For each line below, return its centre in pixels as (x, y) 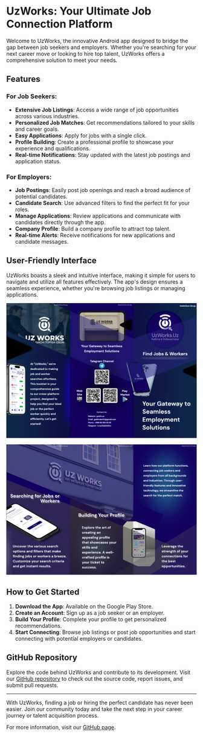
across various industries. (47, 116)
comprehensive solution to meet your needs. (62, 60)
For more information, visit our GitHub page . (61, 727)
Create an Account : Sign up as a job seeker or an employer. (90, 613)
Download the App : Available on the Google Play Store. (84, 606)
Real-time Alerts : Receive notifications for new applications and (95, 235)
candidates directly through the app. (60, 222)
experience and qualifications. (53, 148)
